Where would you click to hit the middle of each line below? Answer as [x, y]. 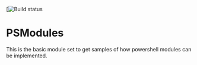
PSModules [35, 33]
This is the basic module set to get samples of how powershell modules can [99, 49]
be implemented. [27, 56]
